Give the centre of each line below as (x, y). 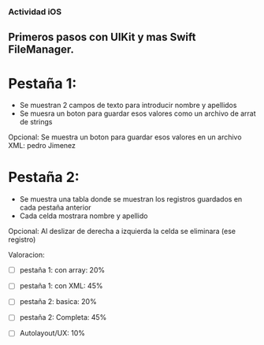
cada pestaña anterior (56, 208)
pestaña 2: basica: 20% (58, 302)
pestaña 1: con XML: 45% (61, 286)
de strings (36, 122)
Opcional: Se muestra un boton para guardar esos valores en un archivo (125, 137)
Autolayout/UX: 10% (52, 333)
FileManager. (41, 50)
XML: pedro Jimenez (42, 146)
